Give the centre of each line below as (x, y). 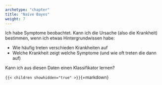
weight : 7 (15, 19)
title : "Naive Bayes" (27, 14)
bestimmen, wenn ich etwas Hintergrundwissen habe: (60, 38)
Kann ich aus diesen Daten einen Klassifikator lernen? (60, 68)
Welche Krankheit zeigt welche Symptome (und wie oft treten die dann (84, 53)
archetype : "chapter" (27, 10)
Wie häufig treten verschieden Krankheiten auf (60, 48)
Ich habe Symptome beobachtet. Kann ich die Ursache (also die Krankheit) (81, 33)
